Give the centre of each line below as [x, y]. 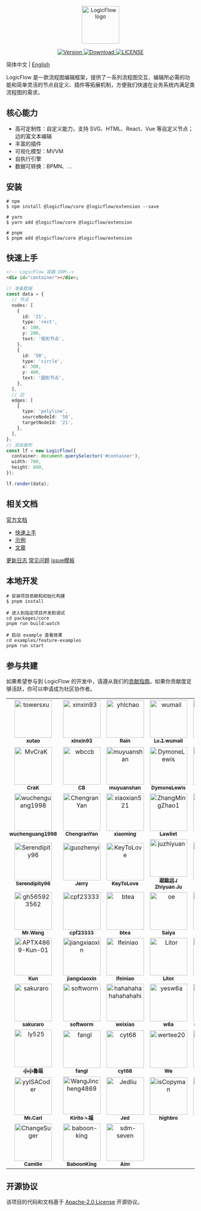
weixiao [125, 1024]
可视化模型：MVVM [39, 151]
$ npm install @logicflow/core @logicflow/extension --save [83, 206]
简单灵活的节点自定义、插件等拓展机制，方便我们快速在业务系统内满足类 [106, 85]
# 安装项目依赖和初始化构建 [36, 596]
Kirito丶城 [82, 1118]
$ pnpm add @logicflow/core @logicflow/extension [69, 238]
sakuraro [33, 1024]
